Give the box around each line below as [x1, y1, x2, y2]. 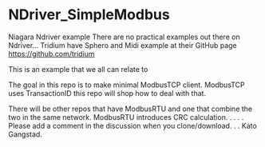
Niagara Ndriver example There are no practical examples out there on [8, 32, 241, 42]
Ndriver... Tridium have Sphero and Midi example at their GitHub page [8, 40, 237, 50]
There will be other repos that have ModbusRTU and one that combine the [8, 104, 253, 113]
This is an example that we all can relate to [8, 64, 148, 73]
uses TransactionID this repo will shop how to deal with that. [8, 88, 206, 97]
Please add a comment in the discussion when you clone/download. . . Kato [8, 121, 257, 130]
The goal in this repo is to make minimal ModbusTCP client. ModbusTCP [8, 80, 245, 89]
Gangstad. [8, 129, 42, 139]
